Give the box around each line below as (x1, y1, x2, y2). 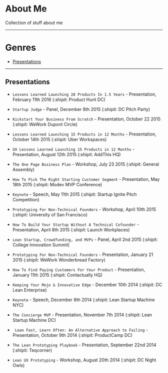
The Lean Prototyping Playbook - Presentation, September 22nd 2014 (12, 342, 156, 348)
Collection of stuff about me (5, 20, 63, 26)
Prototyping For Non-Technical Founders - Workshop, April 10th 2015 (12, 206, 156, 212)
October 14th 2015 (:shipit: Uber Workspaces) (12, 136, 107, 142)
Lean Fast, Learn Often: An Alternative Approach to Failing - (14, 327, 148, 333)
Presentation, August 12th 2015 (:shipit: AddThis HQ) (12, 151, 121, 157)
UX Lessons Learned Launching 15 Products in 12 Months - (12, 146, 135, 152)
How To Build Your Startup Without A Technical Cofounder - (12, 221, 139, 227)
